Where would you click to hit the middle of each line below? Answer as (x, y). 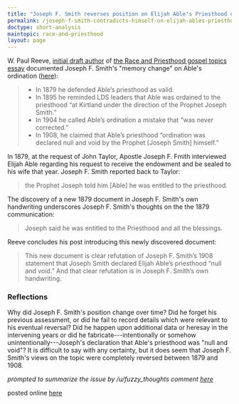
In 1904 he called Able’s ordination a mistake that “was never (124, 120)
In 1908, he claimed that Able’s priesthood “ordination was (121, 135)
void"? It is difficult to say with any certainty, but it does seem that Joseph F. (119, 351)
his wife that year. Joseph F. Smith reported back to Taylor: (94, 172)
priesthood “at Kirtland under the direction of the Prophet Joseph (131, 105)
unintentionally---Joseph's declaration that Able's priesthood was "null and (117, 343)
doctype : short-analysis (44, 27)
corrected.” (52, 128)
